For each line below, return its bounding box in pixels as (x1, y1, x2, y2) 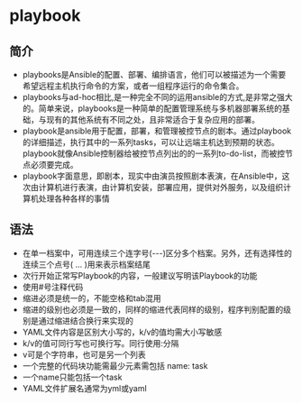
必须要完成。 (30, 160, 78, 169)
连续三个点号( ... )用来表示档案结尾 (22, 259, 151, 270)
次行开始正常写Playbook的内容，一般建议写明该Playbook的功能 (22, 270, 258, 280)
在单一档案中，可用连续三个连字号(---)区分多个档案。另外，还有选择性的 (22, 247, 293, 258)
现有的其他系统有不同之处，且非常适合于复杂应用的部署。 (46, 114, 260, 124)
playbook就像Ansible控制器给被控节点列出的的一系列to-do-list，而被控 (22, 148, 286, 159)
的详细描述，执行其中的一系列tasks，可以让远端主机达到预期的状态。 (22, 137, 279, 147)
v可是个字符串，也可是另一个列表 (22, 349, 146, 360)
